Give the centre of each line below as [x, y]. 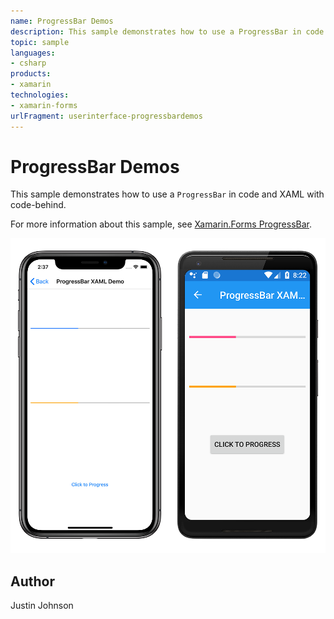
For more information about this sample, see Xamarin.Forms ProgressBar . [161, 224]
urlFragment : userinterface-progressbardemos [106, 116]
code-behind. [38, 205]
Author [32, 581]
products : [31, 74]
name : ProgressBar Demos [62, 21]
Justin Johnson [42, 606]
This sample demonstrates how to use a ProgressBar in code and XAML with [167, 194]
